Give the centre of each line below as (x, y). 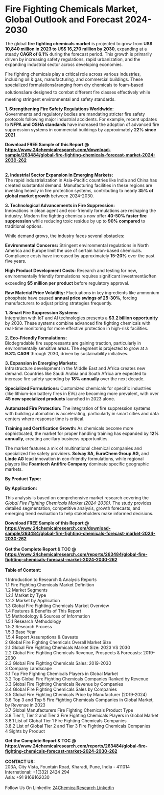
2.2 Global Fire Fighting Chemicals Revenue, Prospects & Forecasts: (74, 652)
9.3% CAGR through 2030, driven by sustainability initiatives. (67, 353)
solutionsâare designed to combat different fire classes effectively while (78, 92)
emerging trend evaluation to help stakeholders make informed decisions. (79, 513)
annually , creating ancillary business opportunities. (57, 438)
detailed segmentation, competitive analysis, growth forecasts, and (73, 508)
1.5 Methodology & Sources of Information (48, 616)
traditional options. (24, 226)
